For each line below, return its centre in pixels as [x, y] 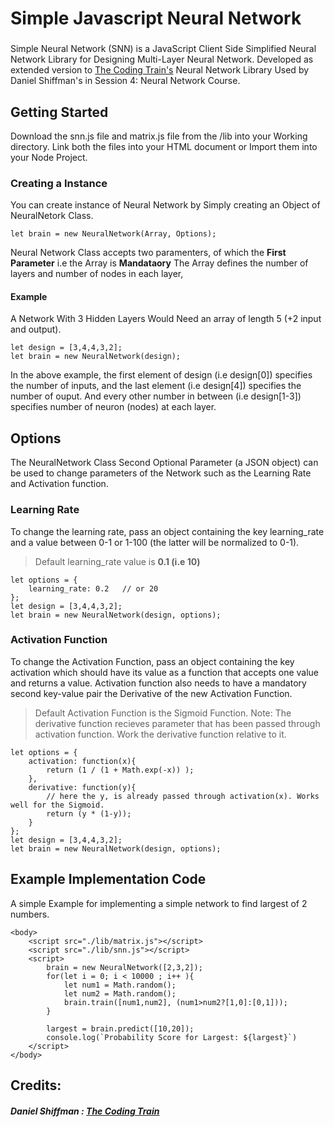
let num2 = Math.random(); [120, 993]
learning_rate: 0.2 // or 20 [93, 588]
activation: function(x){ [82, 761]
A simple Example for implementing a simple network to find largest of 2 [159, 903]
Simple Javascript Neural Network [156, 18]
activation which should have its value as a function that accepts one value [165, 672]
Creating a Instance [59, 183]
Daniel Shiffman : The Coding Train [85, 1111]
